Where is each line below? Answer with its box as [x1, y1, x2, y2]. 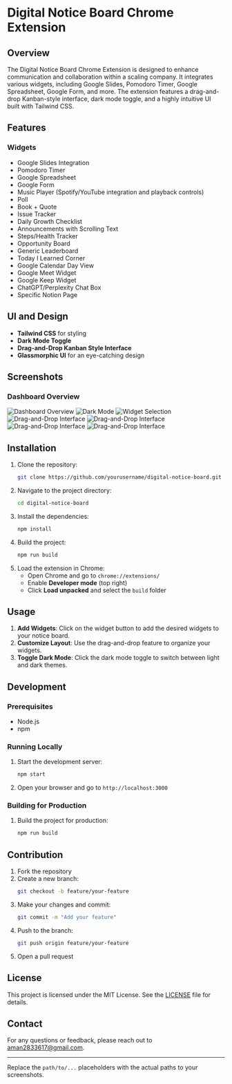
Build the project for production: [17, 817, 108, 825]
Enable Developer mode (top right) [27, 578, 128, 587]
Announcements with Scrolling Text [17, 225, 119, 233]
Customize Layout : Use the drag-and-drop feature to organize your [17, 639, 211, 647]
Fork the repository [17, 867, 72, 875]
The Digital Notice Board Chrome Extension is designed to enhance [7, 66, 199, 73]
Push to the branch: [17, 926, 74, 934]
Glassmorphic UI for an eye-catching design [17, 351, 145, 359]
